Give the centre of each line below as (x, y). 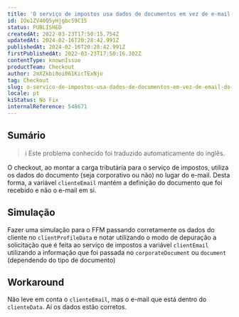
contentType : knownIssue (44, 61)
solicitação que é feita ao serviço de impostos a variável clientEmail (108, 245)
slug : (15, 87)
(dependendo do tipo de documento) (62, 260)
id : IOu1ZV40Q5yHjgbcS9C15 (47, 21)
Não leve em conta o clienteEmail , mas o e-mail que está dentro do (107, 299)
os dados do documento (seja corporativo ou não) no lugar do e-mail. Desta (119, 175)
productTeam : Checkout (41, 67)
